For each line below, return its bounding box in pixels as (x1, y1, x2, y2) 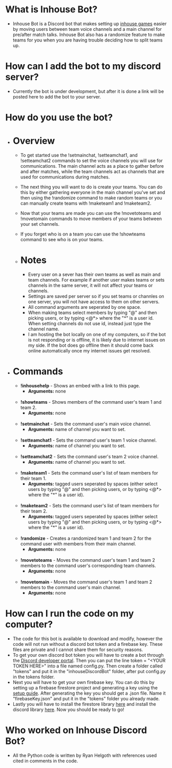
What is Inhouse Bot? (5, 4, 98, 15)
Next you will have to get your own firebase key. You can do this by (12, 679, 155, 685)
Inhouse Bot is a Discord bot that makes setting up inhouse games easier (12, 21, 167, 27)
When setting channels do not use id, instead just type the (28, 320, 151, 326)
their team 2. (20, 508, 48, 514)
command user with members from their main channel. (20, 540, 137, 547)
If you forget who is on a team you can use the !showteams (20, 231, 145, 237)
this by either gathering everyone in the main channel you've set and (20, 189, 165, 195)
